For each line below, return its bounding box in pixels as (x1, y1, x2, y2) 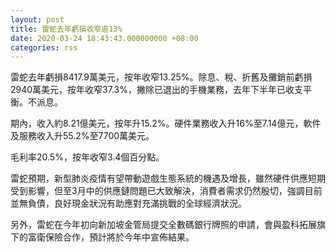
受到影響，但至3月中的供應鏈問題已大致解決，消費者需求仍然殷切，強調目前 (10, 185, 323, 197)
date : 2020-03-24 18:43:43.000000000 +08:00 (10, 33, 199, 43)
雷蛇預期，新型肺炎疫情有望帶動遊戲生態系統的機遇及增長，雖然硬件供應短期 (10, 172, 326, 185)
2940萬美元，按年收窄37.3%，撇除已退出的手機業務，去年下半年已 (10, 84, 286, 96)
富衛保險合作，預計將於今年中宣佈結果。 (27, 231, 195, 243)
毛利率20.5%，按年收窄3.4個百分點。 (10, 151, 165, 163)
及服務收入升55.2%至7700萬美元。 (10, 130, 155, 142)
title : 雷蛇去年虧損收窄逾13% (10, 24, 123, 34)
